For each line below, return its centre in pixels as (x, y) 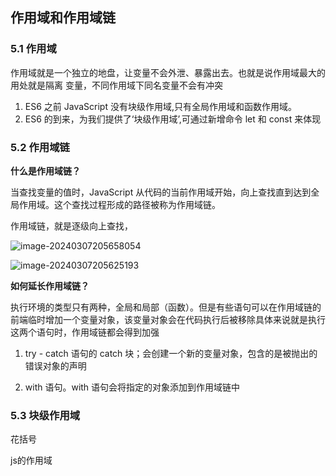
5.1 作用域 (33, 49)
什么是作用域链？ (45, 170)
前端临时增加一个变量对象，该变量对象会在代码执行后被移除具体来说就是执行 (168, 319)
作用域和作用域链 (63, 18)
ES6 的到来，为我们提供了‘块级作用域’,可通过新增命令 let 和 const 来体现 (173, 119)
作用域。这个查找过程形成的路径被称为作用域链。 (119, 204)
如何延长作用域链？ (50, 285)
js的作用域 (31, 460)
